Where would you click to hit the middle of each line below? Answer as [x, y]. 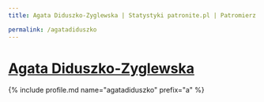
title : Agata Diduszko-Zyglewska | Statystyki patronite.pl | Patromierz [132, 15]
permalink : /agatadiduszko [53, 29]
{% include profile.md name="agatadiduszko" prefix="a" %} [107, 90]
